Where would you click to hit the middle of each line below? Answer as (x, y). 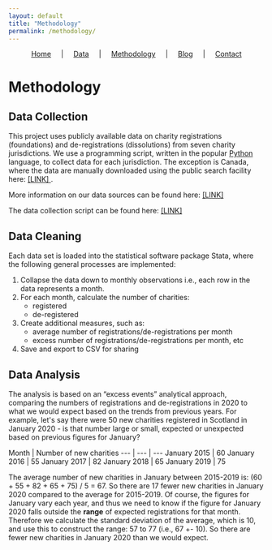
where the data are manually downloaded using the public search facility (130, 170)
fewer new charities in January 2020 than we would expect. (108, 537)
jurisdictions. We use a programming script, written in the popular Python (131, 153)
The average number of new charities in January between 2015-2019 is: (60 (135, 477)
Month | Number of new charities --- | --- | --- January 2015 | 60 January (132, 453)
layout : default (36, 16)
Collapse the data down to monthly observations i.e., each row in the (135, 280)
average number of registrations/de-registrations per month (132, 332)
